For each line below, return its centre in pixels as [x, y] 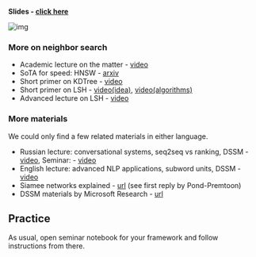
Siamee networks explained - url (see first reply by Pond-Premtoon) [130, 185]
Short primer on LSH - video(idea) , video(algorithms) [106, 90]
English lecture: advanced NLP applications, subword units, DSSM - [130, 168]
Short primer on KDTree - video [71, 82]
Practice [29, 219]
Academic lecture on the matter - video [84, 65]
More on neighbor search [58, 47]
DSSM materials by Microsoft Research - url [92, 194]
